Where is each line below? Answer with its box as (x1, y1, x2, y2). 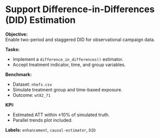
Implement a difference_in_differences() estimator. (12, 56, 123, 62)
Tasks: (5, 46, 20, 52)
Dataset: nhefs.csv (12, 81, 52, 87)
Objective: (5, 31, 28, 37)
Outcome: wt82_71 (12, 92, 51, 98)
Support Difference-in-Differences (5, 4, 155, 15)
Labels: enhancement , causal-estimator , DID (5, 127, 96, 133)
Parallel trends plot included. (12, 117, 73, 123)
